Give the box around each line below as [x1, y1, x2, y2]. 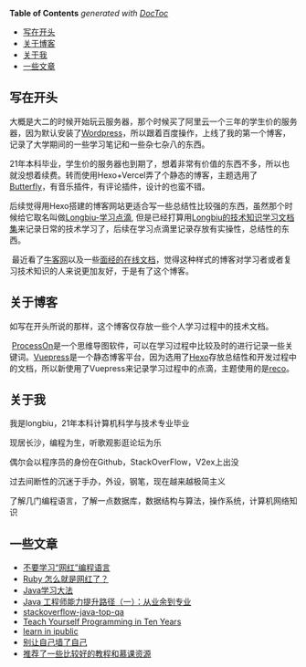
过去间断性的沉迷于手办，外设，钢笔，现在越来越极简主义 [9, 476, 226, 487]
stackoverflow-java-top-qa [22, 607, 125, 618]
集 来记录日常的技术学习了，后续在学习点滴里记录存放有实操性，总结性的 [9, 223, 281, 234]
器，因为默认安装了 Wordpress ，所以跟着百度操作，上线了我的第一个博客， [9, 127, 290, 138]
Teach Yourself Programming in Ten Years [22, 616, 182, 628]
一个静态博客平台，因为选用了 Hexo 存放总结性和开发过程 [77, 351, 290, 362]
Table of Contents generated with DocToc [9, 8, 169, 18]
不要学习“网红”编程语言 [22, 562, 111, 573]
